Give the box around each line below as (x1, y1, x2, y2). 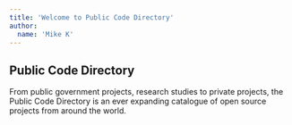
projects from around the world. (9, 105, 127, 116)
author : (9, 21, 39, 30)
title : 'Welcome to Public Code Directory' (9, 12, 175, 22)
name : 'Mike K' (17, 29, 74, 38)
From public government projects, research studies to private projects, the (9, 87, 284, 97)
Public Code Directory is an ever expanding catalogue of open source (9, 96, 267, 107)
